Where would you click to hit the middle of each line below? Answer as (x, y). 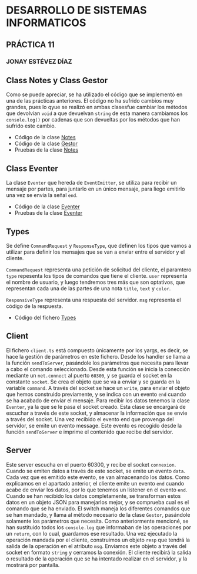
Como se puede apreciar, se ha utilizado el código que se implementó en (94, 94)
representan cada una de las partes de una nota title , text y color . (89, 288)
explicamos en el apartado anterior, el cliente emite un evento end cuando (95, 483)
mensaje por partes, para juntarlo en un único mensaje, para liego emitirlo (96, 189)
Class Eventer (32, 168)
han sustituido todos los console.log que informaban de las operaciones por (98, 527)
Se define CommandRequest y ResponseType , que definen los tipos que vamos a (99, 245)
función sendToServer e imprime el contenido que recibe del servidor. (90, 432)
